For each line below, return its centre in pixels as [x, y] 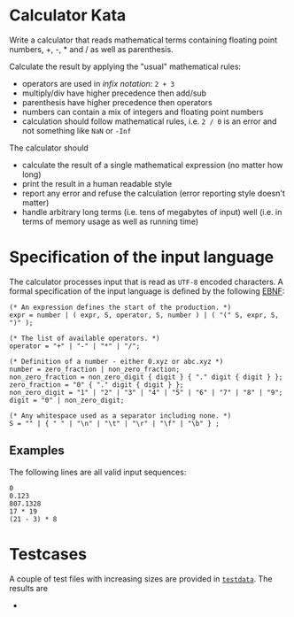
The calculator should [49, 148]
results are [29, 588]
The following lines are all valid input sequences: [98, 472]
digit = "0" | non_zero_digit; [67, 400]
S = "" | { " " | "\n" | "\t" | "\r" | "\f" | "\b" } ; [114, 423]
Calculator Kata [68, 15]
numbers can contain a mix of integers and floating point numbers [143, 112]
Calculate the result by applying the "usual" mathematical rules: [125, 66]
